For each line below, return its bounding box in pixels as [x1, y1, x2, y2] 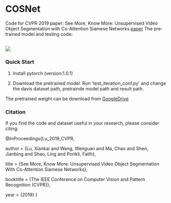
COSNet [5, 3, 41, 15]
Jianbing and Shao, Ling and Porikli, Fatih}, [5, 151, 96, 157]
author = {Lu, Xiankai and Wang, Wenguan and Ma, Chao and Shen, [5, 145, 148, 152]
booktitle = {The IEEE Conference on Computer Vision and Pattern [5, 176, 145, 182]
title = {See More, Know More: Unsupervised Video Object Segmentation [5, 160, 160, 167]
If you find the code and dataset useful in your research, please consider [5, 120, 159, 126]
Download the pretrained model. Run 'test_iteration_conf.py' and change [12, 80, 166, 86]
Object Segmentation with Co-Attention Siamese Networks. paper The [5, 25, 153, 31]
